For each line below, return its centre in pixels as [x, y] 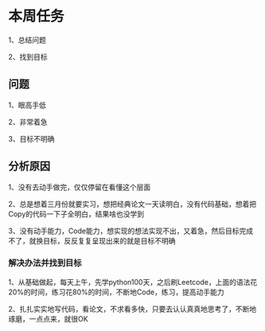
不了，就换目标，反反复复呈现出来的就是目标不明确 [92, 240]
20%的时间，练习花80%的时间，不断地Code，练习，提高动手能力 [116, 292]
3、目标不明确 [31, 138]
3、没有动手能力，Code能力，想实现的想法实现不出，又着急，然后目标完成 [131, 231]
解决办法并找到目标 [45, 263]
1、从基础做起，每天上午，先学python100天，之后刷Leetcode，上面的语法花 [133, 282]
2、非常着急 [28, 122]
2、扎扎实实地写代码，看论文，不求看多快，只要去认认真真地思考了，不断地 [132, 309]
